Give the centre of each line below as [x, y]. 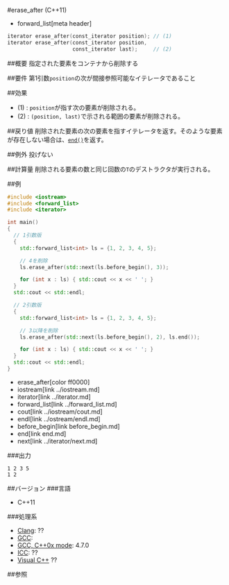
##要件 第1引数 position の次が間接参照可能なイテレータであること [102, 78]
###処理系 [22, 516]
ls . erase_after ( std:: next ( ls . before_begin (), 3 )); [94, 267]
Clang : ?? [31, 530]
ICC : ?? [27, 552]
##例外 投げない [30, 154]
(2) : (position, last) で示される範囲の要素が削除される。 [101, 116]
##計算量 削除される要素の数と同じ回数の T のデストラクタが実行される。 [111, 169]
